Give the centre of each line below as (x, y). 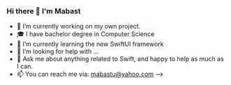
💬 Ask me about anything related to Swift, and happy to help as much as (120, 59)
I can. (24, 66)
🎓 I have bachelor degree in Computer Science (85, 34)
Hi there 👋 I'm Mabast (44, 11)
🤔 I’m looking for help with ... (58, 52)
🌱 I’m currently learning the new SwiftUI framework (90, 44)
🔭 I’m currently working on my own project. (79, 26)
